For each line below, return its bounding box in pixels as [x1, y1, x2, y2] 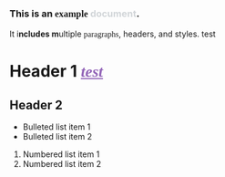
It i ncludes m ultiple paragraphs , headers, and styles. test [9, 28, 216, 39]
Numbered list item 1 [22, 149, 100, 160]
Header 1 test [9, 61, 104, 82]
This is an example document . [9, 7, 140, 20]
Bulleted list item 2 [22, 131, 93, 142]
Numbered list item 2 [22, 159, 102, 170]
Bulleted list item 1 [22, 121, 91, 132]
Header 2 [9, 97, 64, 112]
